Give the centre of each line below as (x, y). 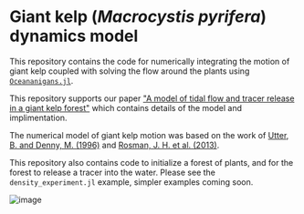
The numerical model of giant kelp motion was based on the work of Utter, (149, 135)
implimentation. (38, 117)
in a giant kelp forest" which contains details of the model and (126, 107)
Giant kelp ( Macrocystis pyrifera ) (138, 17)
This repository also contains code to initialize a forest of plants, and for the (152, 162)
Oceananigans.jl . (42, 80)
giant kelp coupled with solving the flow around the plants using (130, 71)
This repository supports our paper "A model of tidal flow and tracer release (152, 98)
